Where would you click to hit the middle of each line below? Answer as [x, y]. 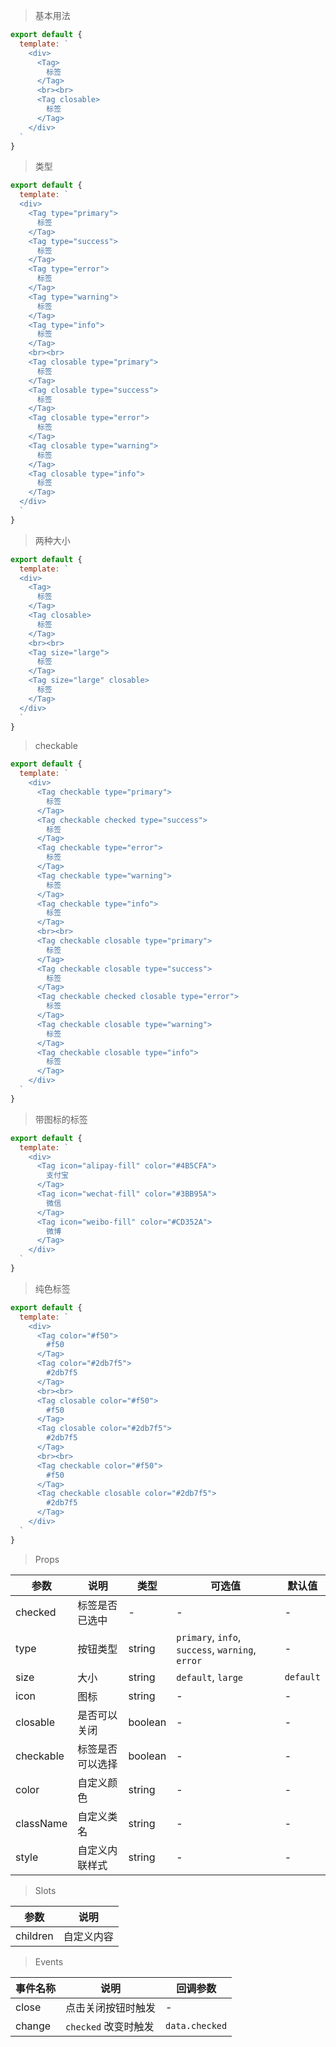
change [33, 2026]
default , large [210, 1677]
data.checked [196, 2025]
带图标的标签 [61, 1119]
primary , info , [209, 1637]
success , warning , [216, 1649]
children [34, 1936]
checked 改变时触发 [110, 2026]
